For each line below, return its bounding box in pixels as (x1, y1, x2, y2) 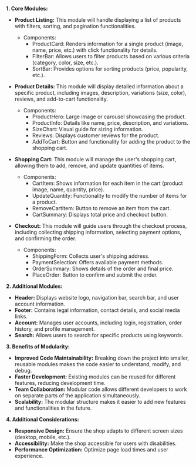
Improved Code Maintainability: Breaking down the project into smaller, (14, 354, 190, 361)
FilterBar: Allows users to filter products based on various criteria (32, 53, 190, 59)
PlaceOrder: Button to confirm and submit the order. (32, 271, 158, 278)
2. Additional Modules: (6, 283, 63, 290)
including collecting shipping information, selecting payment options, (14, 229, 182, 235)
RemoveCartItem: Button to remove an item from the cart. (32, 205, 171, 211)
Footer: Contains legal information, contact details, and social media (14, 307, 180, 314)
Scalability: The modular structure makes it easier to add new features (14, 398, 186, 405)
